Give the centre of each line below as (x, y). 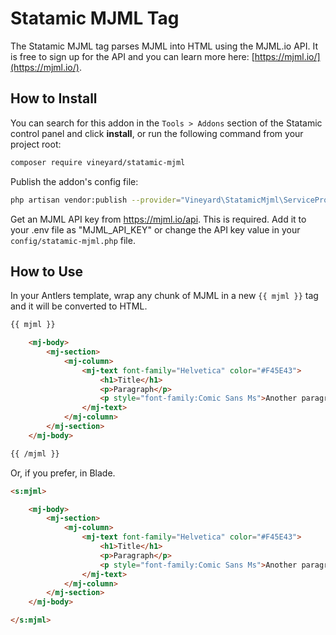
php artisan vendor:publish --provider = (96, 200)
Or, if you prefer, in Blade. (63, 473)
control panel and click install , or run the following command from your (157, 133)
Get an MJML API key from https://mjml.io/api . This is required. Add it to (158, 219)
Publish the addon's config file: (74, 181)
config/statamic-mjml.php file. (73, 240)
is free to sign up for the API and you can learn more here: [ (132, 56)
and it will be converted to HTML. (79, 306)
